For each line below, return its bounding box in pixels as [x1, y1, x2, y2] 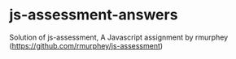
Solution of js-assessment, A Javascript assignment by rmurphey [9, 32, 229, 42]
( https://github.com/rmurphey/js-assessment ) [9, 40, 164, 50]
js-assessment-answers [9, 6, 178, 24]
